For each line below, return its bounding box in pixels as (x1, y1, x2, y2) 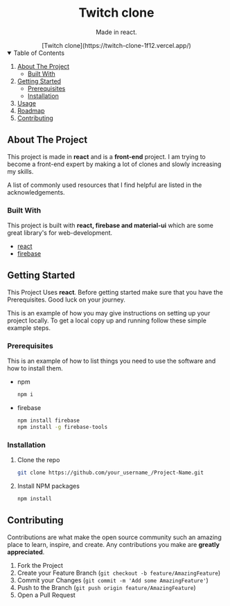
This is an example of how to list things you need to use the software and (7, 357, 216, 366)
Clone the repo (17, 456, 60, 464)
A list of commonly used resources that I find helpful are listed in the (7, 181, 202, 189)
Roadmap (17, 106, 45, 115)
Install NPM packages (17, 482, 80, 490)
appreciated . (7, 548, 45, 556)
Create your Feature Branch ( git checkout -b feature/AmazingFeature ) (17, 568, 221, 577)
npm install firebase (17, 417, 80, 425)
